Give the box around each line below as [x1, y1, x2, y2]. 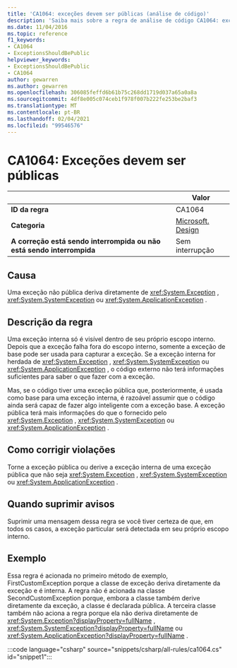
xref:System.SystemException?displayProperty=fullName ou [7, 624, 183, 632]
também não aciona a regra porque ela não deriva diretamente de [7, 609, 199, 617]
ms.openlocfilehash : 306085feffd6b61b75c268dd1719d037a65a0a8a [7, 89, 197, 96]
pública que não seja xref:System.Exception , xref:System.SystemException [7, 470, 227, 479]
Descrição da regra [7, 316, 93, 328]
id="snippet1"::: [7, 652, 53, 661]
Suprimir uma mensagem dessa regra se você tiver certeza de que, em [7, 517, 214, 525]
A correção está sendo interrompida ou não [11, 237, 161, 246]
